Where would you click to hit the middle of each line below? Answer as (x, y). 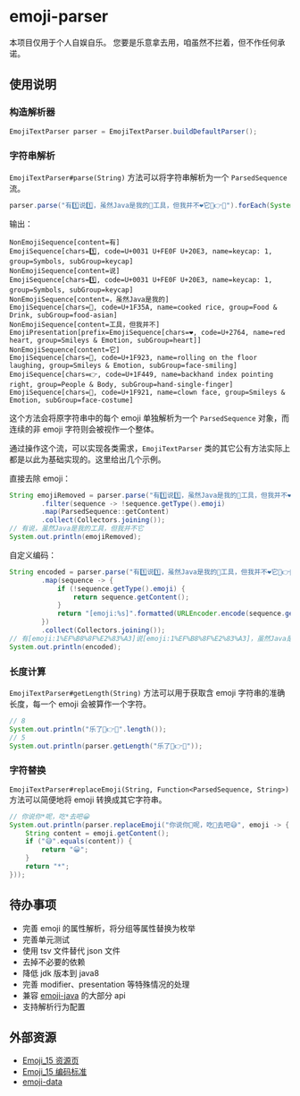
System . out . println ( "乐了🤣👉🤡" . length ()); (88, 729)
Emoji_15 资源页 (50, 1061)
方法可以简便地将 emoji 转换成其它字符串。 (88, 800)
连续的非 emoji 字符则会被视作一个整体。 (84, 429)
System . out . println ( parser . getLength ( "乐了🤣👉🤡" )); (106, 746)
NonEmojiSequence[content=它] (65, 350)
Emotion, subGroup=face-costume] (71, 400)
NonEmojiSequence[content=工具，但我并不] (85, 324)
